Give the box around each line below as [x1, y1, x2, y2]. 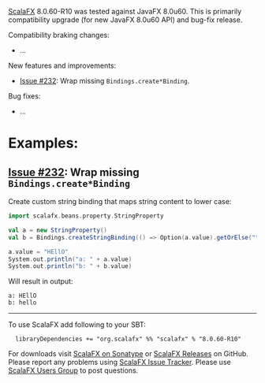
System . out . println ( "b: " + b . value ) [8, 262, 132, 270]
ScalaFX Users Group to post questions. [8, 366, 139, 375]
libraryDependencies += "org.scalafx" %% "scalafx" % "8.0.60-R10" [15, 335, 242, 344]
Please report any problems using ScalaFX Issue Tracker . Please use [8, 358, 231, 367]
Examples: [8, 134, 79, 152]
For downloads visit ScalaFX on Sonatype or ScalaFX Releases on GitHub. [8, 349, 248, 359]
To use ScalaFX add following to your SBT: [8, 320, 146, 329]
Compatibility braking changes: [8, 31, 110, 39]
